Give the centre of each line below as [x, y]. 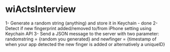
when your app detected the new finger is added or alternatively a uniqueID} [85, 44]
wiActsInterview [41, 9]
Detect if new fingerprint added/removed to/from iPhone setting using [78, 28]
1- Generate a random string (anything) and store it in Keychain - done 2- [82, 23]
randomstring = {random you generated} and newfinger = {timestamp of [81, 39]
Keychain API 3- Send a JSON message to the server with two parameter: [82, 33]
